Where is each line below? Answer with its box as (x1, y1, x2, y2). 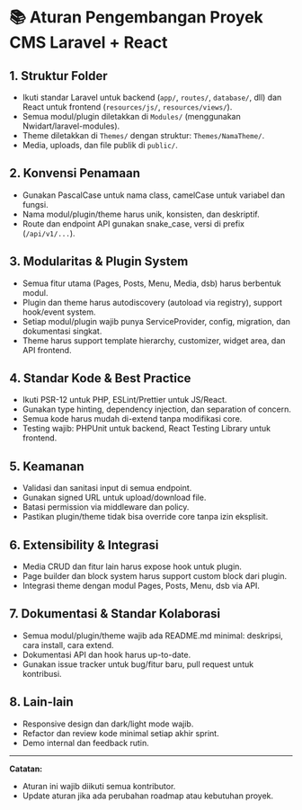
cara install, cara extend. (22, 639, 114, 650)
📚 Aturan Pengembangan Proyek (9, 7, 263, 28)
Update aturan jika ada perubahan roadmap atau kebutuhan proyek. (22, 790, 274, 801)
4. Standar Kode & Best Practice (9, 370, 191, 387)
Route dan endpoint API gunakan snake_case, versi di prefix (22, 218, 245, 229)
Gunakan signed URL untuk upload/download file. (22, 492, 207, 503)
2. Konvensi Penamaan (9, 165, 141, 181)
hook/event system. (22, 307, 96, 317)
